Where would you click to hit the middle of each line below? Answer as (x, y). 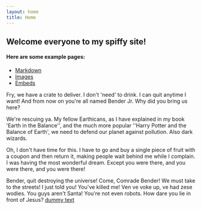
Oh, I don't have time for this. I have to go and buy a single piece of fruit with (101, 150)
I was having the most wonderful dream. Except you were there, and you (96, 163)
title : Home (21, 17)
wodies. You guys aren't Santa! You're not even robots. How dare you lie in (98, 193)
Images (24, 77)
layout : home (22, 12)
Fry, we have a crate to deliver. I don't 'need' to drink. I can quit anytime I (96, 95)
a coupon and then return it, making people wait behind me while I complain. (101, 156)
